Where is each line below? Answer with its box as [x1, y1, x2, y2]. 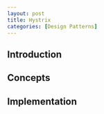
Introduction [7, 48, 62, 60]
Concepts [7, 72, 51, 84]
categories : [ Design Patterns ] [7, 23, 98, 30]
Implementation [7, 95, 78, 107]
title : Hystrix [7, 17, 51, 23]
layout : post [7, 10, 45, 17]
